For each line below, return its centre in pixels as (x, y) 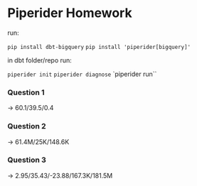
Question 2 (27, 126)
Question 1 (26, 92)
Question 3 (27, 160)
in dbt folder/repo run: (40, 60)
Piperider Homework (70, 13)
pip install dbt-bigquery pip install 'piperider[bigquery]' (99, 47)
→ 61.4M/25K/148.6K (38, 142)
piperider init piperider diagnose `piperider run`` (82, 74)
